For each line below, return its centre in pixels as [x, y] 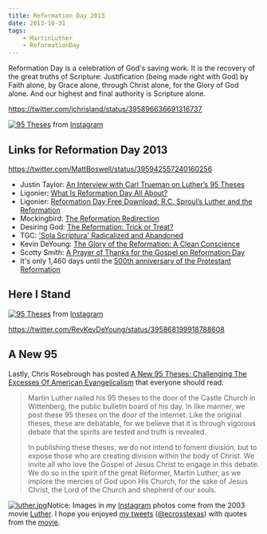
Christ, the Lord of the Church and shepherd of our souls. [122, 489]
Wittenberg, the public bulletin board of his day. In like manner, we [136, 406]
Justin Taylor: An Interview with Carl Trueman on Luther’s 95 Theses [132, 184]
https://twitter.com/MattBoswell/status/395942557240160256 [110, 169]
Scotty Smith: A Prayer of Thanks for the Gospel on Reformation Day [132, 252]
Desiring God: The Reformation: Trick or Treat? [96, 227]
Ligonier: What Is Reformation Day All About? [94, 193]
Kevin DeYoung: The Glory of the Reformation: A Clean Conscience [130, 244]
